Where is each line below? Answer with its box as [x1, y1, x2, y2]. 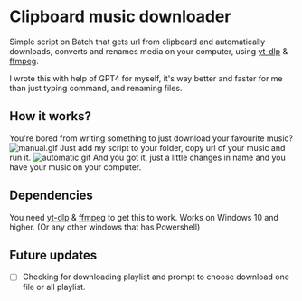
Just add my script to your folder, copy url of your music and [60, 142, 286, 153]
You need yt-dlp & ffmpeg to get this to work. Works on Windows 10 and [9, 212, 278, 222]
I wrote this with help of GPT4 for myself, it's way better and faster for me [9, 72, 283, 83]
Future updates [9, 247, 98, 263]
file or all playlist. [22, 282, 86, 293]
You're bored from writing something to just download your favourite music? [9, 133, 294, 144]
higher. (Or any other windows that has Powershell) [9, 221, 201, 232]
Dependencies [9, 188, 93, 203]
